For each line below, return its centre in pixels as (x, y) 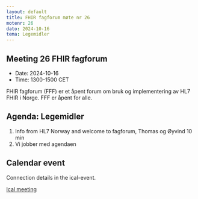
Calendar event (36, 163)
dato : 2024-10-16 (28, 29)
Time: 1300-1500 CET (42, 80)
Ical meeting (22, 189)
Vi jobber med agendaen (45, 144)
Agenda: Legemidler (45, 117)
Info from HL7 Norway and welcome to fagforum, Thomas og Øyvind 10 (104, 131)
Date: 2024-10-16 (37, 73)
